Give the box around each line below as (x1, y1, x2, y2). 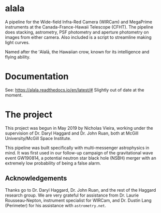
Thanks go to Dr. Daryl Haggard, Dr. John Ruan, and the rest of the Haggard (5, 187, 156, 193)
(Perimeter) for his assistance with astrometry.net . (5, 202, 106, 208)
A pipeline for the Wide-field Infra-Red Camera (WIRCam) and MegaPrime (5, 19, 152, 25)
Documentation (5, 71, 69, 82)
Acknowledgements (5, 174, 67, 183)
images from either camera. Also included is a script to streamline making (5, 34, 152, 40)
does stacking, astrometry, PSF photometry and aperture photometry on (5, 29, 149, 35)
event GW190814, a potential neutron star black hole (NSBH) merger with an (5, 155, 156, 161)
